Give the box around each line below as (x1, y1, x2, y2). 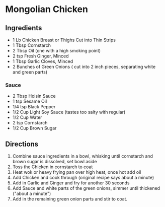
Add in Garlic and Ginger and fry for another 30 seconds (12, 180, 130, 186)
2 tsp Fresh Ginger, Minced (12, 53, 69, 59)
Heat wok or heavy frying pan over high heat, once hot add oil (12, 169, 141, 175)
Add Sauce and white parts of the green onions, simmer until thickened (12, 185, 160, 191)
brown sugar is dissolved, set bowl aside (12, 159, 97, 165)
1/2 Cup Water (12, 114, 42, 120)
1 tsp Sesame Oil (12, 98, 47, 104)
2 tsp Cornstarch (12, 120, 48, 126)
